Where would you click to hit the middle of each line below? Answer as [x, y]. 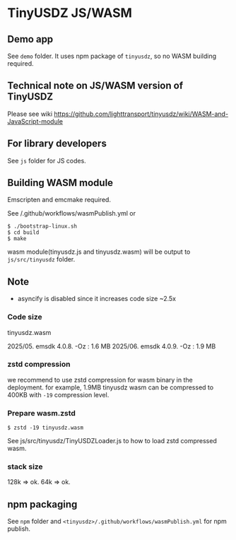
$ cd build [23, 233]
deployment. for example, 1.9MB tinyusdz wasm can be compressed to [111, 387]
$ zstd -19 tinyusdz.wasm [45, 428]
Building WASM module [60, 183]
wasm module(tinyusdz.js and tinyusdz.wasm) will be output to [99, 252]
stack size [25, 466]
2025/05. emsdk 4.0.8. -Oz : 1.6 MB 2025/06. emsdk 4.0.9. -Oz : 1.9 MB [112, 346]
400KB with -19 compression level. [58, 394]
